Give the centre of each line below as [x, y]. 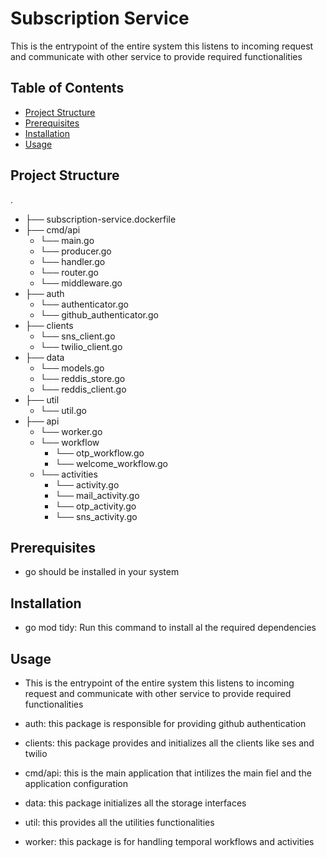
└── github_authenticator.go [99, 314]
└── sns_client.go [77, 336]
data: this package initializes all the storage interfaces [135, 803]
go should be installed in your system [102, 572]
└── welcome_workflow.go [111, 463]
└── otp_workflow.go [99, 453]
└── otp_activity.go [95, 506]
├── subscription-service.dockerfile [100, 219]
